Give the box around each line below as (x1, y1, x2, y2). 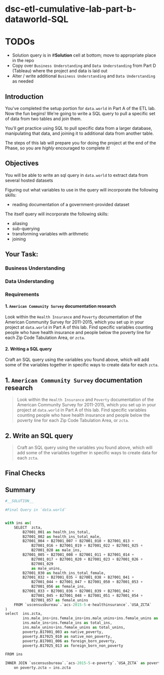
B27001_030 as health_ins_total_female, (22, 570, 106, 575)
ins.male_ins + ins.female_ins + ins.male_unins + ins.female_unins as (22, 616, 159, 621)
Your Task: (5, 250, 39, 258)
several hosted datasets (5, 177, 54, 183)
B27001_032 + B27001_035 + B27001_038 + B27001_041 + (22, 575, 134, 580)
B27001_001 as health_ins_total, (22, 529, 91, 534)
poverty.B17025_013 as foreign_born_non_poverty (22, 643, 123, 648)
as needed (12, 78, 34, 84)
